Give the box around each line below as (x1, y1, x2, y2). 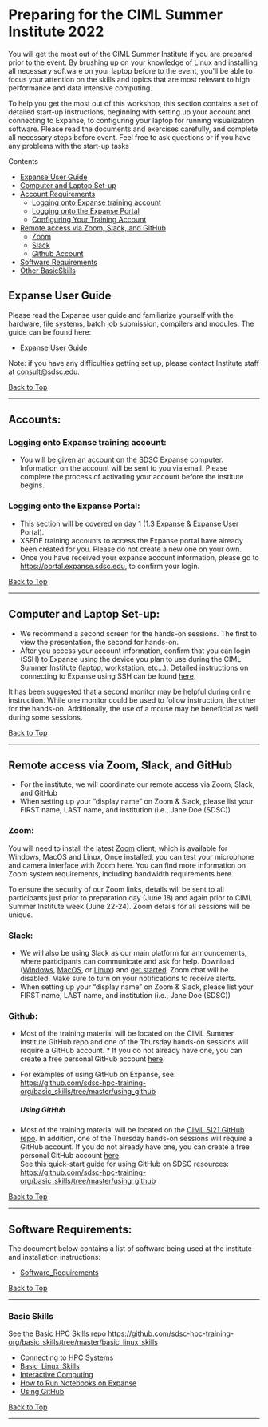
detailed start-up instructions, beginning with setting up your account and (8, 106, 251, 117)
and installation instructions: (8, 1253, 101, 1262)
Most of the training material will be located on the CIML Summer (19, 1028, 234, 1038)
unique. (8, 910, 33, 920)
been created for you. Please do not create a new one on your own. (19, 544, 242, 554)
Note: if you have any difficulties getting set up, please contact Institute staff (8, 358, 259, 367)
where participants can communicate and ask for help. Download (19, 956, 235, 966)
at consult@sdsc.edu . (8, 367, 80, 376)
